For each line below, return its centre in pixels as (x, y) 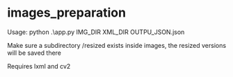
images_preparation (67, 13)
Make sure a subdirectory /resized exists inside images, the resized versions (117, 45)
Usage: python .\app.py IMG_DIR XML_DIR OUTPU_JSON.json (96, 32)
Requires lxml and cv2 (39, 66)
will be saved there (34, 53)
